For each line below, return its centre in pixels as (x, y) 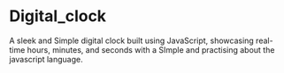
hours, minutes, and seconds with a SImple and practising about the (151, 49)
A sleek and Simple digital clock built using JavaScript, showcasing (131, 40)
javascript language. (46, 59)
